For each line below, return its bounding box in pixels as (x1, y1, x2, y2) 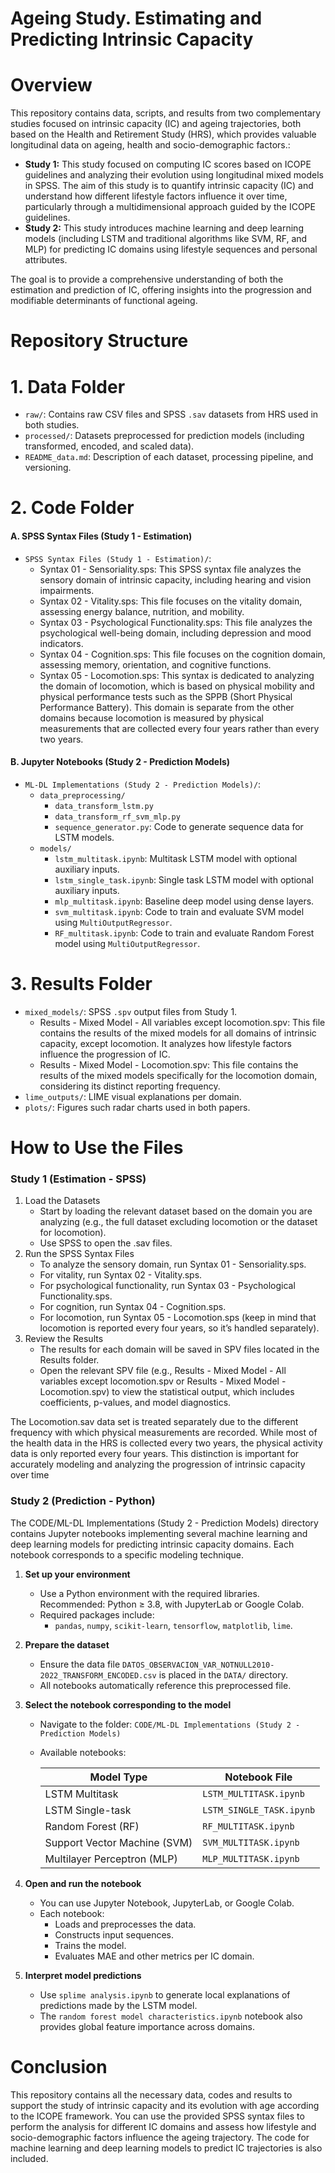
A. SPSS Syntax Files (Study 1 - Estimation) (10, 530, 193, 542)
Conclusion (10, 2055, 108, 2078)
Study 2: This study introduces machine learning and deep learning (24, 222, 304, 234)
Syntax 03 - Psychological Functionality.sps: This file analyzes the (39, 616, 313, 628)
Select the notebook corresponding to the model (24, 1698, 232, 1711)
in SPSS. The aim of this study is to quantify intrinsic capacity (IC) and (24, 180, 314, 192)
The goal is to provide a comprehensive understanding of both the (10, 273, 284, 286)
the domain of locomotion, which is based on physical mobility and (39, 680, 315, 692)
